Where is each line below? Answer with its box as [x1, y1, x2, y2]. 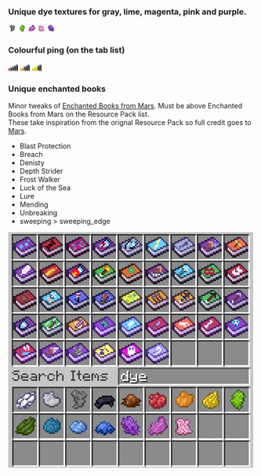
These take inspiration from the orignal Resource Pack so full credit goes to [8, 117, 252, 127]
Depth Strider [19, 166, 63, 175]
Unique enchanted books [8, 83, 106, 94]
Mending [19, 200, 49, 209]
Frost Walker [19, 174, 61, 184]
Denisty [19, 158, 45, 167]
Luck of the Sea [19, 183, 71, 192]
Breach [19, 149, 43, 159]
